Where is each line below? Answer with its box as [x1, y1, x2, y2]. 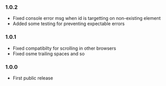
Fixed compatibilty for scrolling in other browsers [12, 45, 116, 51]
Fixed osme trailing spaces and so [12, 50, 85, 57]
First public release [12, 75, 54, 81]
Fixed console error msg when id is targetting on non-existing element [12, 15, 161, 21]
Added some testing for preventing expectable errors [12, 20, 125, 27]
